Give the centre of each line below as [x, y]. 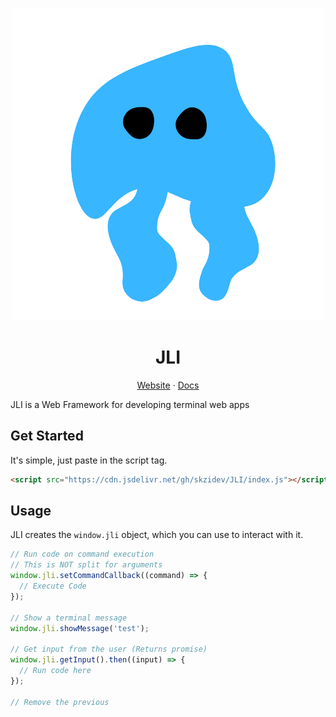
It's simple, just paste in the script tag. [89, 460]
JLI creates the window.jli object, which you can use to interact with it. [157, 535]
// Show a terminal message [69, 618]
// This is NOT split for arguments [86, 565]
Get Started [47, 436]
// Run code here [55, 671]
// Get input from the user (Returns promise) [109, 649]
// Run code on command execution [82, 554]
